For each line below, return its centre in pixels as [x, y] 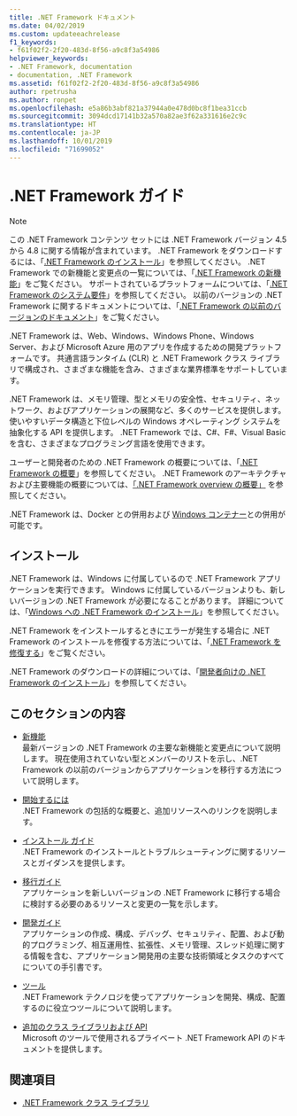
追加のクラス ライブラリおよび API [84, 1027]
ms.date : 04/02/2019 [47, 26]
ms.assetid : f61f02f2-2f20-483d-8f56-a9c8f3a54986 [104, 83]
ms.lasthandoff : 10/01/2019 [61, 141]
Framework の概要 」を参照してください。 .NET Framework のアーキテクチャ [148, 473]
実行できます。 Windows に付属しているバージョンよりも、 [163, 589]
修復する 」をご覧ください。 [60, 653]
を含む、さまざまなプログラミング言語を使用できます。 [110, 443]
